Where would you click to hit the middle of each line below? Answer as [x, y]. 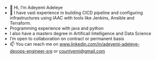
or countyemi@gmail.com [79, 51]
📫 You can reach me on [34, 44]
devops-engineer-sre [31, 51]
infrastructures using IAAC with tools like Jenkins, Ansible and [72, 18]
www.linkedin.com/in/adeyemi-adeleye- [99, 44]
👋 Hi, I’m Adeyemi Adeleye [36, 8]
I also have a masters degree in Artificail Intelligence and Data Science [80, 33]
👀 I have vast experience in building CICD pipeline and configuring [76, 13]
